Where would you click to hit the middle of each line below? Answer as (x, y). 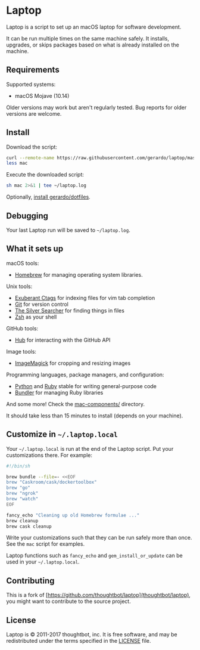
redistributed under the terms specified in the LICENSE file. (79, 641)
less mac (17, 163)
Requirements (33, 70)
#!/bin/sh (18, 466)
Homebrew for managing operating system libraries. (79, 274)
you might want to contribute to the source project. (68, 601)
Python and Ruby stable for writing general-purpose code (85, 386)
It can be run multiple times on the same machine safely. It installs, (88, 38)
